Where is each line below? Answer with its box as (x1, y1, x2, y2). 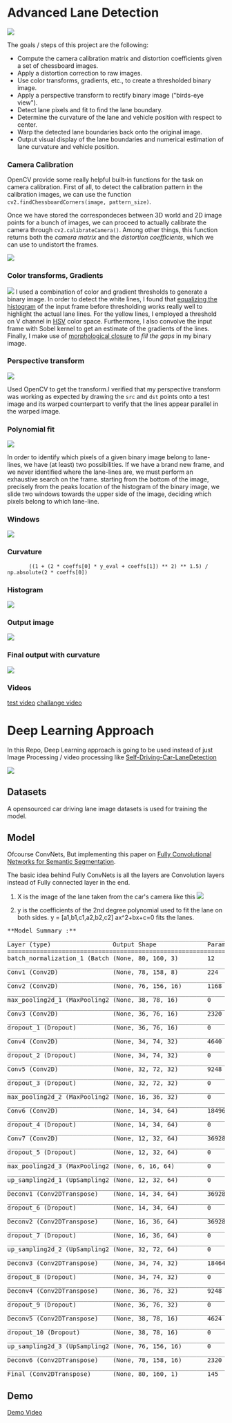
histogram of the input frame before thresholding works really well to (7, 302, 203, 310)
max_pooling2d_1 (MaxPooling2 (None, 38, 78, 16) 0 (7, 996, 212, 1004)
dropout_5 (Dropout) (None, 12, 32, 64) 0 (7, 1149, 212, 1156)
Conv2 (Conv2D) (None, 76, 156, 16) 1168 (7, 982, 222, 990)
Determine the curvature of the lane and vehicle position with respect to (17, 113, 222, 121)
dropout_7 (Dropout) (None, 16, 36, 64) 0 (7, 1232, 212, 1239)
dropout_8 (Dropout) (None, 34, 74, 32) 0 (7, 1273, 212, 1281)
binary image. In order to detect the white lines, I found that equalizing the (7, 294, 217, 303)
